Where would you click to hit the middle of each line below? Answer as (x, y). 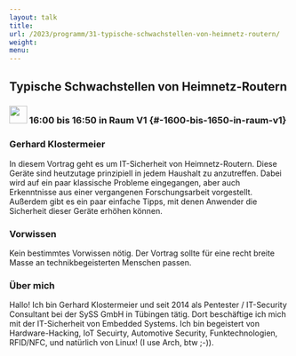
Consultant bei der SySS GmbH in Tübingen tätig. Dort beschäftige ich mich (148, 314)
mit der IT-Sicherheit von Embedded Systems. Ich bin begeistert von (135, 324)
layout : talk (33, 17)
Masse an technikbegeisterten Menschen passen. (100, 263)
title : (21, 26)
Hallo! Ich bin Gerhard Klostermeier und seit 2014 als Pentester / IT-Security (148, 305)
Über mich (32, 285)
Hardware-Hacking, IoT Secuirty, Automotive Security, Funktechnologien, (144, 333)
